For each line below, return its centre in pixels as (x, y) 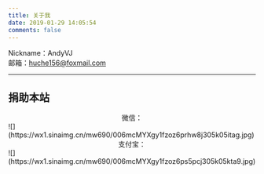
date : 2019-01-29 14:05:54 (52, 23)
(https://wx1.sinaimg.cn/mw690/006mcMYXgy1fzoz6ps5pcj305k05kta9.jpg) (132, 161)
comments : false (35, 30)
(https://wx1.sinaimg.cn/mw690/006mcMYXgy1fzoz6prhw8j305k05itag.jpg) (131, 135)
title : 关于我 (29, 15)
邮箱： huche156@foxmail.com (57, 63)
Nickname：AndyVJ (40, 53)
